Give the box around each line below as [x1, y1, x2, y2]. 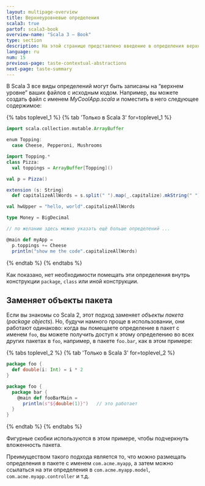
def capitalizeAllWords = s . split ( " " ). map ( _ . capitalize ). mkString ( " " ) [12, 193, 201, 199]
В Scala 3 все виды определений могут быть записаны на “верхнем [6, 83, 184, 90]
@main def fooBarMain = [17, 395, 78, 401]
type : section [6, 37, 43, 43]
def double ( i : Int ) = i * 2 [12, 367, 84, 373]
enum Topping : [6, 137, 43, 143]
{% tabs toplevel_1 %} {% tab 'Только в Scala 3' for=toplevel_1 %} [6, 114, 172, 121]
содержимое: [6, 102, 42, 109]
